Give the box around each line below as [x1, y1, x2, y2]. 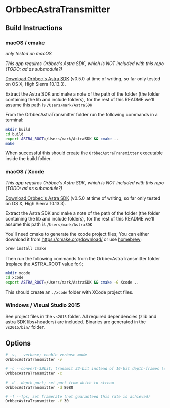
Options [5, 339, 31, 348]
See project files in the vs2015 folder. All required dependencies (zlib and [5, 313, 157, 320]
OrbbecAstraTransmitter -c [5, 371, 62, 376]
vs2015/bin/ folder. [5, 324, 45, 330]
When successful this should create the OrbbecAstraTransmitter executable [5, 150, 163, 156]
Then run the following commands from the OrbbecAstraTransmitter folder [5, 255, 160, 261]
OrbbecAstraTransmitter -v [5, 357, 62, 362]
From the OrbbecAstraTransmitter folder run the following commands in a [5, 111, 158, 117]
